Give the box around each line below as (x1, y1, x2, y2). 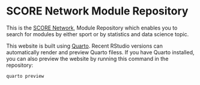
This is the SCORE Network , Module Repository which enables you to (6, 24, 178, 31)
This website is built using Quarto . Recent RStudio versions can (6, 42, 163, 49)
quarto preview (6, 73, 44, 79)
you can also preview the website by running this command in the (6, 55, 169, 62)
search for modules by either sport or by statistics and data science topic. (6, 30, 189, 37)
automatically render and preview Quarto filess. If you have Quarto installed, (6, 48, 195, 55)
